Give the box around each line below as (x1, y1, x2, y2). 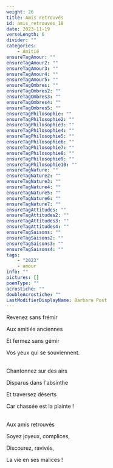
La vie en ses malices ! (6, 456, 63, 464)
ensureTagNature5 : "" (6, 190, 61, 196)
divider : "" (6, 37, 36, 43)
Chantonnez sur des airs (6, 367, 68, 374)
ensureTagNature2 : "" (6, 173, 61, 179)
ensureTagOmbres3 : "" (6, 94, 61, 100)
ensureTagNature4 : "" (6, 184, 61, 190)
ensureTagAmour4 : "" (6, 71, 59, 77)
